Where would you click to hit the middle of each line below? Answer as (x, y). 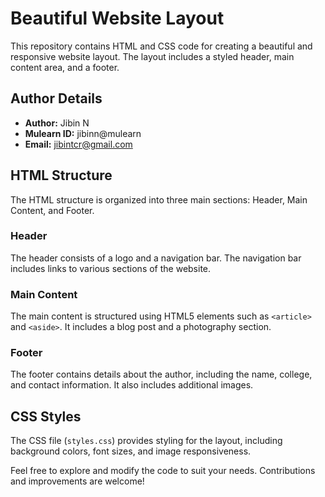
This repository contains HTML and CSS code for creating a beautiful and (161, 46)
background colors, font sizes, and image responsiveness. (131, 451)
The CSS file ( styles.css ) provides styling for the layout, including (146, 441)
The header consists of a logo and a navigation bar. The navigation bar (156, 258)
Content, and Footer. (52, 210)
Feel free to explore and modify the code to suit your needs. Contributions (163, 471)
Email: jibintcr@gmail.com (78, 144)
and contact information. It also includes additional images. (132, 385)
